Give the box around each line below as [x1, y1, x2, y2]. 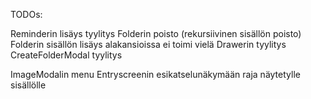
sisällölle [10, 79, 47, 91]
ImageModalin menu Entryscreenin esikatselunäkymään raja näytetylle [10, 69, 301, 80]
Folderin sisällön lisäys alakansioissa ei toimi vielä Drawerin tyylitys [10, 39, 287, 50]
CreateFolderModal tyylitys [10, 49, 123, 61]
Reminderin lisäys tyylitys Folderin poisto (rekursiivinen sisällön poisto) [10, 28, 302, 39]
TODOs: [10, 9, 43, 20]
